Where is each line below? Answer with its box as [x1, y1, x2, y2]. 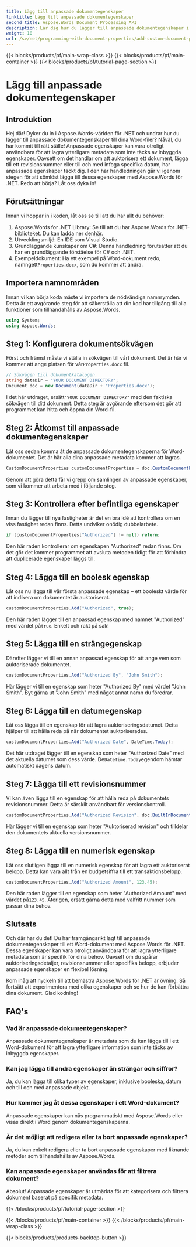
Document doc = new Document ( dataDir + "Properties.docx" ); [6, 383, 156, 389]
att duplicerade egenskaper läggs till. [6, 555, 95, 563]
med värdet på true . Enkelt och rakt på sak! [6, 622, 109, 629]
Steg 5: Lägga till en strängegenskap [6, 639, 142, 649]
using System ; [6, 317, 41, 323]
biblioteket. [14, 230, 42, 237]
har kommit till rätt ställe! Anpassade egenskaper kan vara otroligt [6, 142, 164, 149]
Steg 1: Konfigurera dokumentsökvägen [6, 339, 153, 349]
